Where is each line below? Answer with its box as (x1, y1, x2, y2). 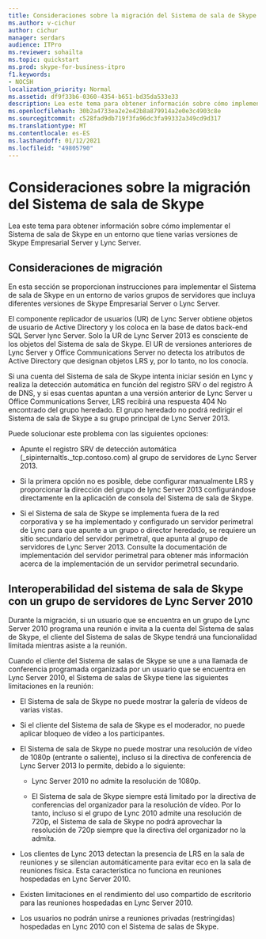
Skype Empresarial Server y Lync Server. (8, 238, 142, 248)
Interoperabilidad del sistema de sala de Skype (8, 582, 244, 595)
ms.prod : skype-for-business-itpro (8, 63, 126, 71)
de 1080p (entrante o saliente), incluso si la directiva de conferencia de (19, 752, 252, 762)
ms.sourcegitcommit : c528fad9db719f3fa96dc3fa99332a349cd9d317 (8, 115, 222, 123)
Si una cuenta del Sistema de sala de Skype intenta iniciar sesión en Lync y (8, 371, 253, 381)
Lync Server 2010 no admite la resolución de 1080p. (31, 776, 201, 785)
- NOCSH (8, 78, 34, 86)
